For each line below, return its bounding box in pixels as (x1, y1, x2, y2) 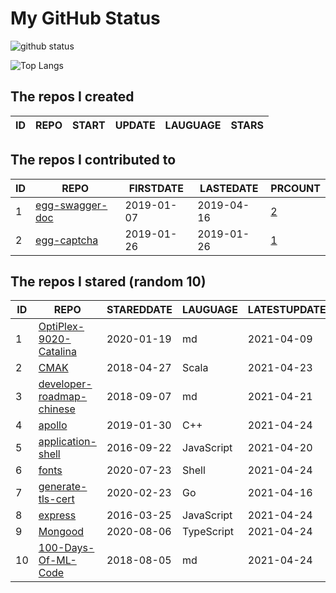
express (38, 508, 77, 522)
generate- (38, 480, 88, 494)
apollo (38, 418, 68, 432)
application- (38, 435, 97, 449)
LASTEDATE (199, 181, 259, 195)
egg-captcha (35, 233, 99, 247)
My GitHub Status (10, 7, 161, 30)
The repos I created (10, 88, 135, 106)
